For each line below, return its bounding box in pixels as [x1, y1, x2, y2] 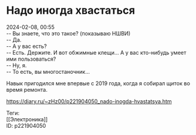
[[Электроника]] [6, 115, 48, 123]
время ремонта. [6, 86, 48, 93]
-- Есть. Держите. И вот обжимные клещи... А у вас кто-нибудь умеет [6, 49, 187, 56]
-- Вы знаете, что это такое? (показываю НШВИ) [6, 29, 131, 37]
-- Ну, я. [6, 61, 27, 69]
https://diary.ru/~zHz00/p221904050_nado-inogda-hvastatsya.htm [6, 97, 172, 105]
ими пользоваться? [6, 55, 56, 62]
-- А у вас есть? [6, 43, 47, 50]
